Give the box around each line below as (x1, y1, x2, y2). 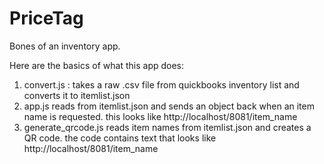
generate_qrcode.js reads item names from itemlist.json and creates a (23, 121, 312, 133)
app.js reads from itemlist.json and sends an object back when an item (23, 100, 315, 112)
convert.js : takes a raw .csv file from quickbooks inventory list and (23, 78, 300, 91)
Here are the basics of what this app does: (9, 59, 185, 71)
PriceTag (9, 7, 84, 30)
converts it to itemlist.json (23, 89, 131, 101)
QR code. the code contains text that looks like (23, 132, 217, 144)
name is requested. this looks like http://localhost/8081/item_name (23, 110, 298, 122)
